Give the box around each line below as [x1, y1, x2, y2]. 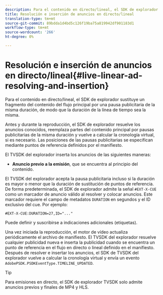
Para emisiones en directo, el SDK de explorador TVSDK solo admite [5, 279, 143, 285]
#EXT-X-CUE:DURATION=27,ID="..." [5, 211, 73, 216]
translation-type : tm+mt [5, 16, 56, 21]
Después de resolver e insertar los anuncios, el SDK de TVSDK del [5, 250, 139, 256]
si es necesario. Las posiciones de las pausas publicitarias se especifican [5, 137, 153, 143]
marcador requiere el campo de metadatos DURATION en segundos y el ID [5, 196, 151, 202]
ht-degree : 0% [5, 35, 34, 39]
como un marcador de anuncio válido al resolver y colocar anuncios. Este [5, 191, 153, 197]
